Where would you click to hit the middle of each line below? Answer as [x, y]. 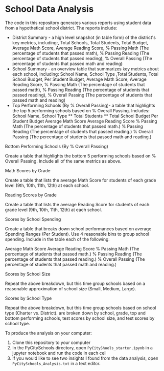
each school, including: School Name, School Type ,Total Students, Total [85, 74]
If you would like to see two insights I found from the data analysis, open [85, 358]
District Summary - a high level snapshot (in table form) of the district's [84, 37]
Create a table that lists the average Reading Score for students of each [77, 204]
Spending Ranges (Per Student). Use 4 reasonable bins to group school [77, 234]
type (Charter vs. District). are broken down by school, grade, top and [75, 313]
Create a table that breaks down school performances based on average [78, 229]
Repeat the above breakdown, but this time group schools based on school [81, 308]
